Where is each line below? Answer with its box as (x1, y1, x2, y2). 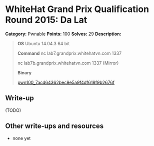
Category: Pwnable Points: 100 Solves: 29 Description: (5, 31, 121, 37)
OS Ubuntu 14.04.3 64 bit (17, 40, 70, 46)
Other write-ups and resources (5, 122, 104, 130)
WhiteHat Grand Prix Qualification (5, 4, 149, 15)
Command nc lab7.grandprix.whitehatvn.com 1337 (17, 50, 122, 56)
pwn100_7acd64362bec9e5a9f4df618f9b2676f (17, 79, 115, 85)
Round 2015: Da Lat (5, 14, 87, 26)
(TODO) (5, 107, 21, 113)
